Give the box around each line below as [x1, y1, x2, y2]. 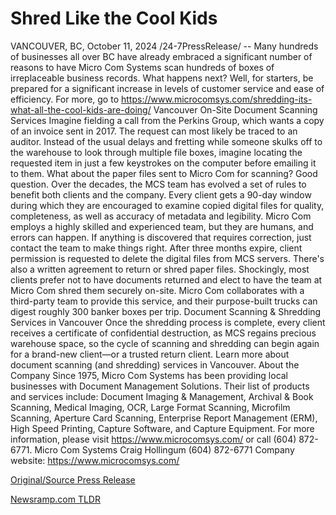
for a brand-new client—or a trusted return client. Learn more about [10, 348, 290, 360]
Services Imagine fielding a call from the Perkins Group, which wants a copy [10, 114, 325, 126]
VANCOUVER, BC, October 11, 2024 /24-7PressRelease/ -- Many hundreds [10, 40, 319, 52]
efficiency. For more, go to [10, 93, 120, 105]
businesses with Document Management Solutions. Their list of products [10, 380, 310, 392]
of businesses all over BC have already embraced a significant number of [10, 50, 313, 62]
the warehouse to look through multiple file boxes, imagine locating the [10, 146, 303, 158]
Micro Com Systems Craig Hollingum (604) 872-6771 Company [34, 443, 295, 456]
